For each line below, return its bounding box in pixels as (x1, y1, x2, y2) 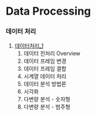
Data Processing (5, 4, 92, 18)
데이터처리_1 (14, 42, 44, 49)
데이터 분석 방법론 (23, 81, 66, 88)
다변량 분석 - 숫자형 (23, 96, 71, 103)
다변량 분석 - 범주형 (23, 103, 71, 111)
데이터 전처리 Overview (23, 50, 81, 57)
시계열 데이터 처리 (23, 73, 66, 80)
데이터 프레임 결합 (23, 65, 66, 73)
